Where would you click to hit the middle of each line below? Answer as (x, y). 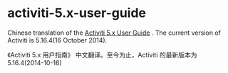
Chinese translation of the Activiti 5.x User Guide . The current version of (114, 33)
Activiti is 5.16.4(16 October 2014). (57, 40)
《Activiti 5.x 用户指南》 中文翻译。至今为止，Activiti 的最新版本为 (102, 55)
